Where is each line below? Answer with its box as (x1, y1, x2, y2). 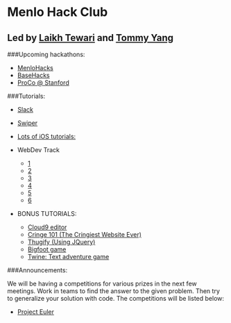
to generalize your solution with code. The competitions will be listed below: (7, 295, 224, 302)
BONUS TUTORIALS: (17, 210, 77, 217)
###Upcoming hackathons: (7, 50, 85, 58)
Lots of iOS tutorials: (17, 133, 76, 140)
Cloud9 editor (27, 223, 67, 231)
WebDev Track (17, 146, 60, 154)
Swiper (17, 119, 38, 127)
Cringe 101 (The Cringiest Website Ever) (27, 231, 142, 238)
